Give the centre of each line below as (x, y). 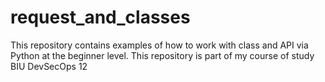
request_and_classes (100, 17)
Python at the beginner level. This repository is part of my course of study (162, 55)
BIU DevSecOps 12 (49, 66)
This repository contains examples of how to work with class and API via (159, 45)
